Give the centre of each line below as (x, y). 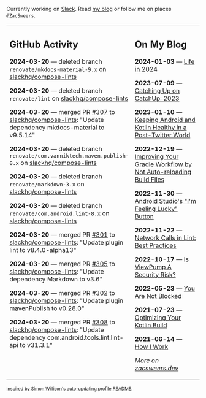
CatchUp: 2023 (157, 98)
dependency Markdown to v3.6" (56, 279)
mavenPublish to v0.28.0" (47, 308)
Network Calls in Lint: (165, 237)
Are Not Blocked (158, 296)
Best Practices (155, 245)
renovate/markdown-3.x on (47, 184)
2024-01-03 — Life (165, 61)
